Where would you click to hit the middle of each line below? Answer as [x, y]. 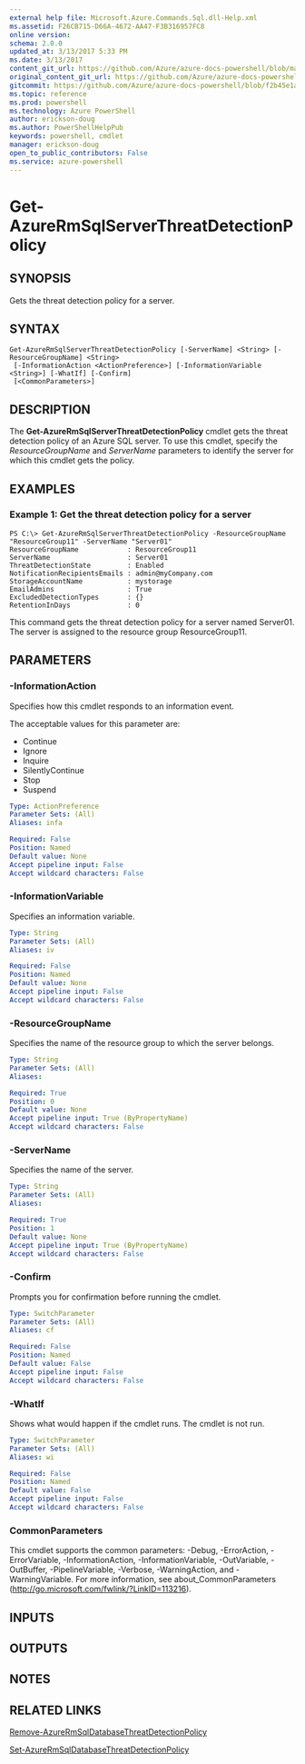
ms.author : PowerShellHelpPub [67, 128]
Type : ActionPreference [54, 806]
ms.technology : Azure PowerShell [73, 111]
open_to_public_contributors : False [79, 153]
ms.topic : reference [49, 94]
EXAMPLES [42, 488]
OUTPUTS [39, 1649]
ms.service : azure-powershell [67, 161]
